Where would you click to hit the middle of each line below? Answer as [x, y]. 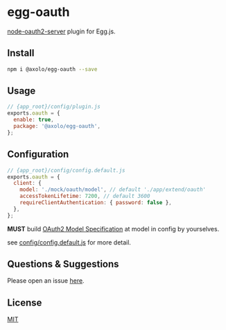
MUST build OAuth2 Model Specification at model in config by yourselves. [113, 229]
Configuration [38, 155]
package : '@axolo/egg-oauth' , [57, 126]
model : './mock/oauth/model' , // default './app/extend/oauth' [113, 190]
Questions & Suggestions [63, 264]
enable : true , [34, 120]
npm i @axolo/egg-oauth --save [52, 69]
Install [21, 53]
